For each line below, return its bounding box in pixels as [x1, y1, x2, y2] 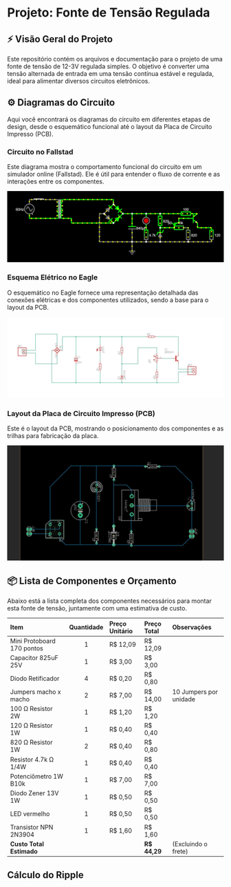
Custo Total [10, 839, 45, 848]
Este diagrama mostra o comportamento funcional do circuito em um [7, 163, 202, 171]
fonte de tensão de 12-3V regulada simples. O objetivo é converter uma [7, 62, 210, 70]
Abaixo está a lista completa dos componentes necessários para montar [7, 597, 212, 605]
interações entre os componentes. [7, 177, 104, 186]
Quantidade [69, 623, 104, 632]
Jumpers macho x [10, 688, 61, 696]
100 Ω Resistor [10, 704, 53, 712]
